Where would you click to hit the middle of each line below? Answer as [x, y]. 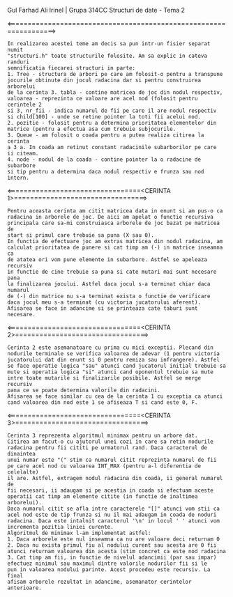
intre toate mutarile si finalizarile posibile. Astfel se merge [104, 378]
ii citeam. [23, 153]
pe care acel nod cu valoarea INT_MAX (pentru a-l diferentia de [104, 466]
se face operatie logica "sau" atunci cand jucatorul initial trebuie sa [117, 366]
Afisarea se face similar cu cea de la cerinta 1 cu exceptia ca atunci [115, 396]
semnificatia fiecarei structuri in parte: [72, 68]
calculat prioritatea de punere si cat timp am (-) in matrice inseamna [115, 247]
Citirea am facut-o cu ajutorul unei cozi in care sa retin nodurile [111, 442]
